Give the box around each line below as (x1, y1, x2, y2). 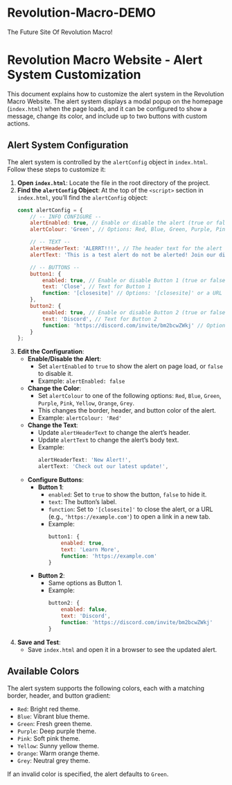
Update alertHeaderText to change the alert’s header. (37, 429, 190, 437)
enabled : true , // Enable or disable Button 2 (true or (42, 309, 207, 316)
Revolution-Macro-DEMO (7, 5, 156, 21)
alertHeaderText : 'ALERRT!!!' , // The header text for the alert (30, 245, 223, 252)
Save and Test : (17, 638, 61, 646)
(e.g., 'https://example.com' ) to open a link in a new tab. (48, 512, 211, 521)
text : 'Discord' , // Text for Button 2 (42, 316, 158, 322)
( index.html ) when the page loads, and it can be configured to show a (7, 104, 207, 112)
